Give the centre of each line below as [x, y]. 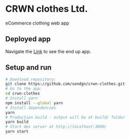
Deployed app [28, 39]
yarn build [17, 122]
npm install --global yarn [34, 103]
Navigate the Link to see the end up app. [48, 51]
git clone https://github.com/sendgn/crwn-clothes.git [65, 84]
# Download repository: [31, 79]
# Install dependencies [31, 108]
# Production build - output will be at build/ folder [65, 117]
